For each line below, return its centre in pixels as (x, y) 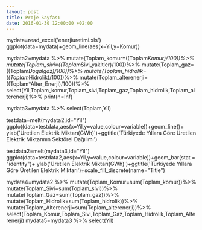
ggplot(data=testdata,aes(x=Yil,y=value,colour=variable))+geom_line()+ (95, 127)
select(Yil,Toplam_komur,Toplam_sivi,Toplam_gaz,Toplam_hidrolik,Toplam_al (100, 91)
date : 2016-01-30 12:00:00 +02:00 (50, 23)
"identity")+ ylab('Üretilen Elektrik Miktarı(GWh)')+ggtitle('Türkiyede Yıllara (99, 164)
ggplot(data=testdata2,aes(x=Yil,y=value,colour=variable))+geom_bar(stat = (101, 158)
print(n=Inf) (58, 97)
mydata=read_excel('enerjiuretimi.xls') (54, 40)
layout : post (23, 12)
